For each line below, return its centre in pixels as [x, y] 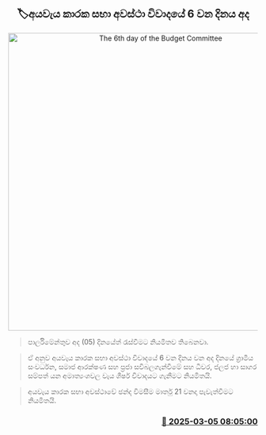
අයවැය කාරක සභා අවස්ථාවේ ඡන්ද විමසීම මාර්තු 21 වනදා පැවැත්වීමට [130, 391]
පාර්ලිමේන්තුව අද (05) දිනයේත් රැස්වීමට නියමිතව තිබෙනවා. [118, 341]
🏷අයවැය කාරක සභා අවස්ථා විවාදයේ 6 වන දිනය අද [133, 14]
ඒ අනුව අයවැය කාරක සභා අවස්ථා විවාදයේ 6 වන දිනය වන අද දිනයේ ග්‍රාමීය [141, 357]
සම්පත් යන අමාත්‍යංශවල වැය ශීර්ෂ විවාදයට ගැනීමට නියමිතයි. [120, 375]
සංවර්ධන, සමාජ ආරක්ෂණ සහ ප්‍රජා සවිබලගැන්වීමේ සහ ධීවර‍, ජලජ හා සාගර [142, 366]
